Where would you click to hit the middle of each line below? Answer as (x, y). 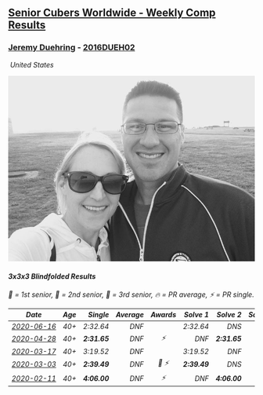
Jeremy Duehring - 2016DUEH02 (72, 48)
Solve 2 (229, 315)
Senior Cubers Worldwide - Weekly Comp (112, 13)
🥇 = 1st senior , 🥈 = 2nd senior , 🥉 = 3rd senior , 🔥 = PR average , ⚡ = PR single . (131, 294)
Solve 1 (196, 315)
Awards (164, 315)
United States (32, 64)
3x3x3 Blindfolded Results (52, 276)
